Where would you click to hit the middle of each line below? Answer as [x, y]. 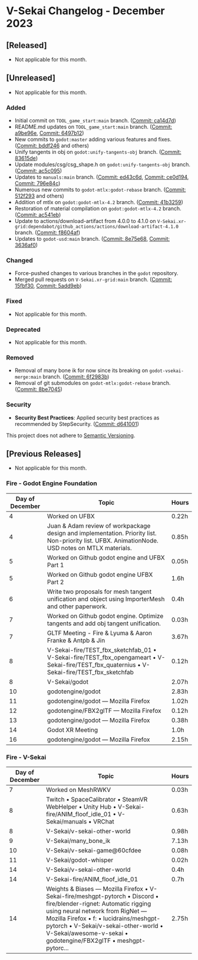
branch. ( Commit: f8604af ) [47, 232]
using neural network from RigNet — [97, 911]
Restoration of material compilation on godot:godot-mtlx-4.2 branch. [98, 209]
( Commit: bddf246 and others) [52, 146]
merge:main [28, 377]
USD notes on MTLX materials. [89, 548]
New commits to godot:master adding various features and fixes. [93, 140]
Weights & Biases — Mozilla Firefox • [97, 889]
